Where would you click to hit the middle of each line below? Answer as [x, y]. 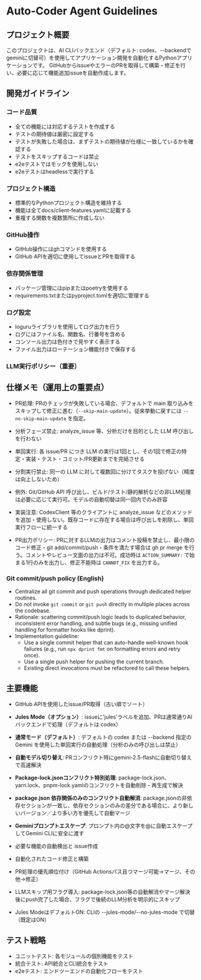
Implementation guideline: [47, 636]
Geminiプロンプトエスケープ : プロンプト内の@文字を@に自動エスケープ [104, 826]
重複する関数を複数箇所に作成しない [60, 218]
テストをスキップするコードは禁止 [57, 156]
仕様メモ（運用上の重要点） [58, 388]
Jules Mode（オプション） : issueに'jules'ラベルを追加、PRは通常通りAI [103, 717]
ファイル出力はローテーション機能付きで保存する [75, 349]
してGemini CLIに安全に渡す [49, 833]
